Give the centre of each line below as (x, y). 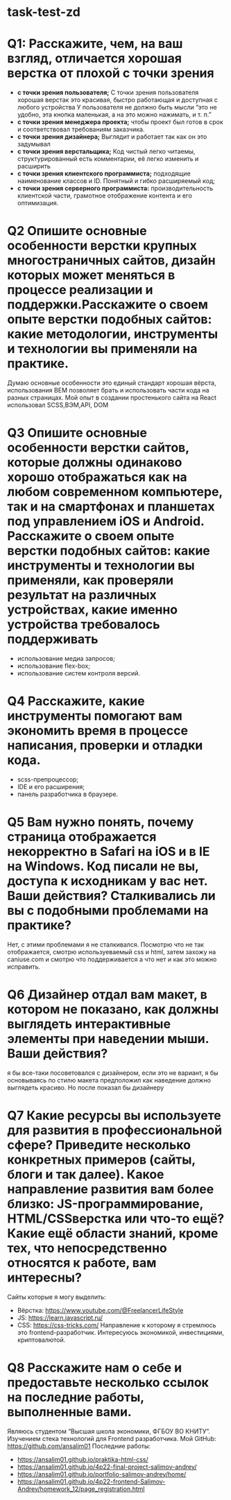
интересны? (44, 1277)
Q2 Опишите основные (77, 231)
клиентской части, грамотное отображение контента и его (105, 196)
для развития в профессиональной (115, 1130)
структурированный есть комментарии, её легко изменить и (108, 159)
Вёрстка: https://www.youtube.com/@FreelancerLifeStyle (100, 1310)
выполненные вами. (69, 1412)
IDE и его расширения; (51, 786)
